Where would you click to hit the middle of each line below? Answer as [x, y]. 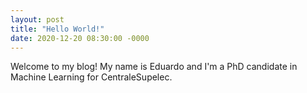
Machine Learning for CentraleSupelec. [91, 77]
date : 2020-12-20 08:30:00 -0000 [80, 38]
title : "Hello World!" [57, 29]
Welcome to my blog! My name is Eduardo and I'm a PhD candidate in [154, 67]
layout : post [37, 19]
